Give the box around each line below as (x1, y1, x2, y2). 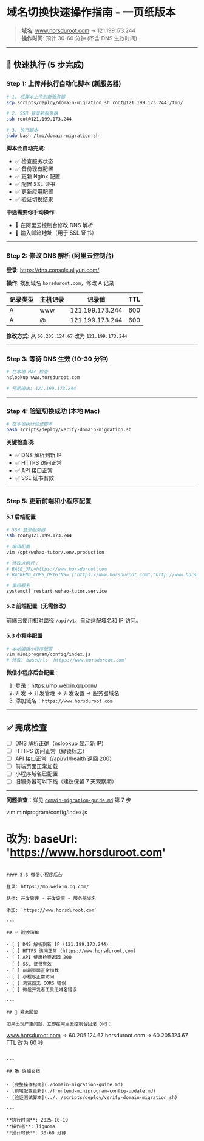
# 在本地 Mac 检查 (6, 369, 49, 375)
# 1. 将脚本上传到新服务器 (6, 94, 66, 100)
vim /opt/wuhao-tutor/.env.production (6, 549, 104, 555)
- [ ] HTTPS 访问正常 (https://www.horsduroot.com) (6, 948, 137, 954)
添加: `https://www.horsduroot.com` (6, 907, 97, 914)
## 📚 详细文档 (6, 1069, 41, 1075)
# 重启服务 (6, 582, 30, 588)
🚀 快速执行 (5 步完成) (6, 60, 84, 70)
